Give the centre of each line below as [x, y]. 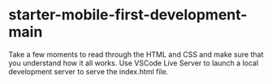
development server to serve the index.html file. [89, 71]
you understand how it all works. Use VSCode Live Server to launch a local [134, 63]
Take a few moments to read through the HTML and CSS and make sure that [136, 54]
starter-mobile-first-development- [128, 15]
